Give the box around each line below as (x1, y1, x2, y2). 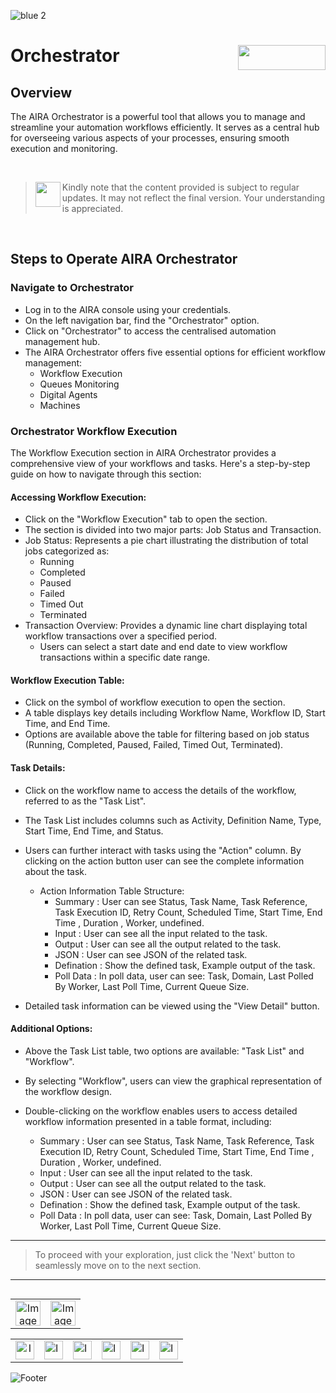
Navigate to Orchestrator (10, 281, 134, 295)
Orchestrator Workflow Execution (10, 424, 178, 438)
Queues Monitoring (39, 378, 120, 390)
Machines (39, 399, 81, 411)
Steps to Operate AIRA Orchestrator (10, 251, 238, 268)
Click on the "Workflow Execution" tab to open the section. (24, 513, 268, 525)
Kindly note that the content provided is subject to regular (61, 181, 300, 193)
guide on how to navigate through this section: (10, 468, 202, 480)
